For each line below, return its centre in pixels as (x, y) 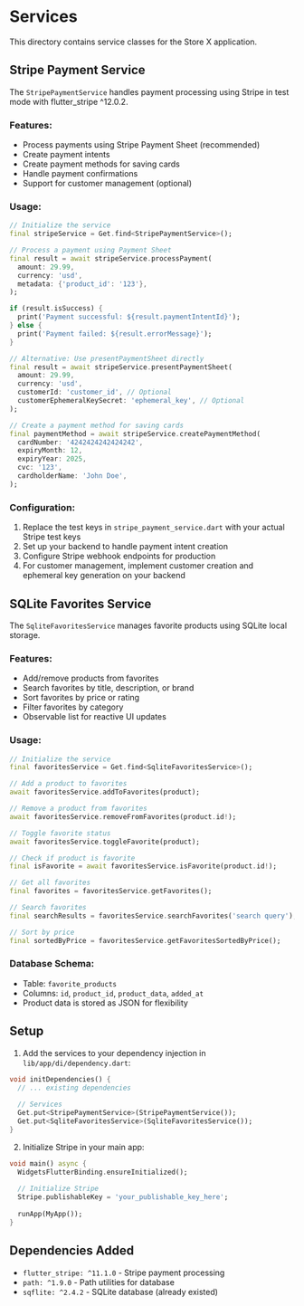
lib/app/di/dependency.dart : (76, 1063)
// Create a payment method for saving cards (96, 425)
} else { (26, 326)
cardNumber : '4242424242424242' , (81, 442)
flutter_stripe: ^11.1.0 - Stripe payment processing (123, 1273)
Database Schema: (52, 964)
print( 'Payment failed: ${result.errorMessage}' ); (115, 334)
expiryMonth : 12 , (50, 451)
